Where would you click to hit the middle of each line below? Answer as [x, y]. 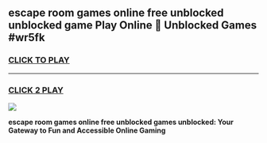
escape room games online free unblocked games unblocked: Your [121, 122]
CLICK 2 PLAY [36, 90]
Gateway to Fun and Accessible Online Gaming [87, 130]
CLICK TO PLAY [39, 60]
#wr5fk [27, 38]
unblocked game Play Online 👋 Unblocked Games [132, 26]
